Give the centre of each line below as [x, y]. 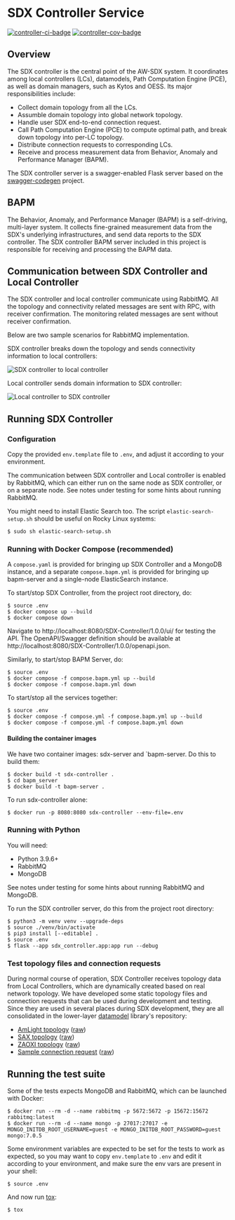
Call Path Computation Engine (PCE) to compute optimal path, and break [122, 129]
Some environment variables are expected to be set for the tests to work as [116, 1148]
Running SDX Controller [60, 419]
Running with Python [44, 830]
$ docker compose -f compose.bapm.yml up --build [81, 678]
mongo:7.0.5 [25, 1135]
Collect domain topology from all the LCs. [78, 107]
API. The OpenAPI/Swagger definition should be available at [94, 638]
